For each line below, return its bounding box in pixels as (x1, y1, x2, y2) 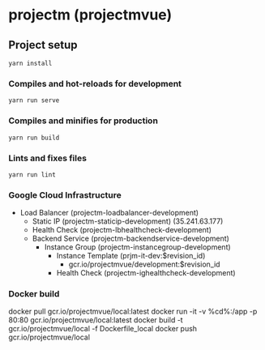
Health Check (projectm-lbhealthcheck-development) (32, 225, 212, 235)
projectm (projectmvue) (8, 6, 173, 24)
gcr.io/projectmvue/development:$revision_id (68, 259, 220, 269)
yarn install (8, 59, 53, 67)
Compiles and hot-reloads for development (8, 78, 182, 89)
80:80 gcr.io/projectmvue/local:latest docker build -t (8, 315, 184, 325)
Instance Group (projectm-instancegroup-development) (44, 242, 231, 252)
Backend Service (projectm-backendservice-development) (32, 233, 229, 244)
